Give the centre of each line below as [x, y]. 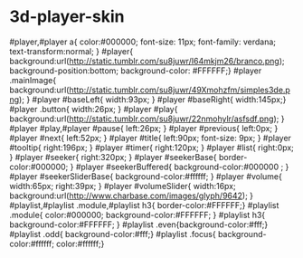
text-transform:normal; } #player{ [71, 51]
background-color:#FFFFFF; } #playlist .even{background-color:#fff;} [139, 225]
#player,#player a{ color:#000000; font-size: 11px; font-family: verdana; [143, 42]
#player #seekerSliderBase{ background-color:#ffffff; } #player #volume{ [146, 176]
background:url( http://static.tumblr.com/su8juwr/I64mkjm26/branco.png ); [147, 61]
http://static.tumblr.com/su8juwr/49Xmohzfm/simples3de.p [180, 90]
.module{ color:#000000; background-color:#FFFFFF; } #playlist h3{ [137, 215]
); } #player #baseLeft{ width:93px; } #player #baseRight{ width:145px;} [152, 99]
